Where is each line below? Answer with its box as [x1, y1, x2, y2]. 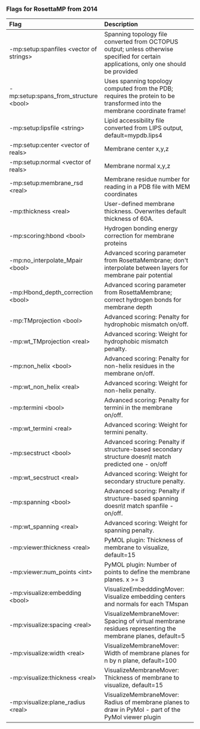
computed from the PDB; [104, 85, 174, 93]
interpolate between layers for [104, 264, 189, 272]
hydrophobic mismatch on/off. [104, 320, 189, 328]
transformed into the [104, 99, 162, 108]
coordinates [104, 190, 138, 198]
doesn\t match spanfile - [104, 502, 174, 510]
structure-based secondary [104, 445, 183, 453]
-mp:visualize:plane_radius [9, 698, 86, 706]
